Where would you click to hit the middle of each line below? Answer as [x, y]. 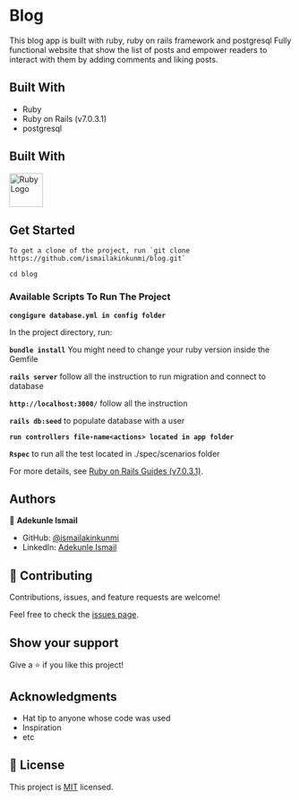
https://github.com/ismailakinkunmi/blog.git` [98, 259]
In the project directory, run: [61, 332]
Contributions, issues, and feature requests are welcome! [115, 598]
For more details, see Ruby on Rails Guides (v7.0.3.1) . [107, 470]
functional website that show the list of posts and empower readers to [138, 49]
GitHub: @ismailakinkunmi [70, 538]
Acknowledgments [64, 697]
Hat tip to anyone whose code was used [96, 718]
